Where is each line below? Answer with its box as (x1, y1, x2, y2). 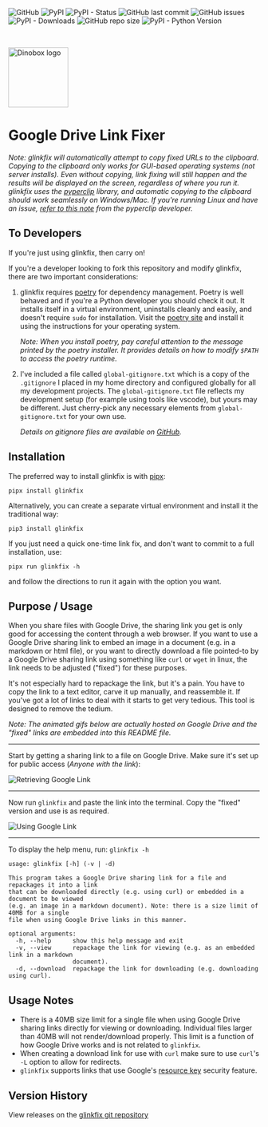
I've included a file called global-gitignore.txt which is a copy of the (19, 369, 250, 378)
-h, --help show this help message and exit (15, 937, 183, 945)
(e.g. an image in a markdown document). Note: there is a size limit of (8, 902, 259, 910)
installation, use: (8, 547, 62, 556)
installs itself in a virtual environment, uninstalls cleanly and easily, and (19, 304, 253, 314)
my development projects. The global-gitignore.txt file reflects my (19, 386, 245, 395)
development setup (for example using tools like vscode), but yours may (19, 394, 258, 404)
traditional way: (8, 509, 59, 519)
